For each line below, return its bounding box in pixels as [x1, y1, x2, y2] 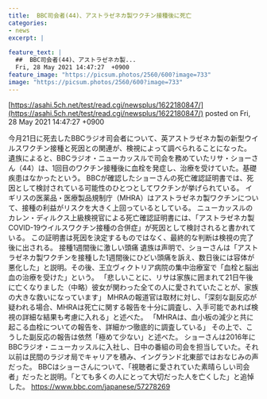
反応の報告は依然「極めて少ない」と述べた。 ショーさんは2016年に [35, 331, 256, 342]
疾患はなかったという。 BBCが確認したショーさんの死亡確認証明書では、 [8, 172, 247, 183]
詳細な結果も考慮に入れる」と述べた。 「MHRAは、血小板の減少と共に [21, 312, 254, 322]
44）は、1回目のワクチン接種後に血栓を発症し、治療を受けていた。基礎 [21, 163, 257, 172]
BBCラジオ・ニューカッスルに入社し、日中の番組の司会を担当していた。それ [8, 342, 259, 351]
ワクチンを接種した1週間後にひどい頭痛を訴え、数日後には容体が [42, 252, 255, 262]
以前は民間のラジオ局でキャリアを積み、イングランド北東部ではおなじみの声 [8, 351, 259, 362]
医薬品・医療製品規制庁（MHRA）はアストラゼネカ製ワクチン [35, 192, 238, 203]
